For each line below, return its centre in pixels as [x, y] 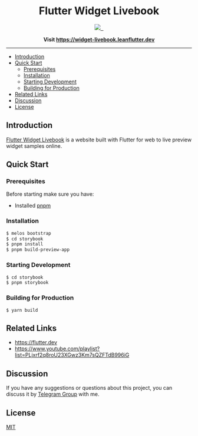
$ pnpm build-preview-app [38, 250]
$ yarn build [22, 310]
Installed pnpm [33, 206]
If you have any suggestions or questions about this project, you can [89, 388]
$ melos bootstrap [29, 233]
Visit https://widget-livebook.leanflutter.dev [99, 39]
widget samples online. [34, 146]
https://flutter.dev [36, 343]
